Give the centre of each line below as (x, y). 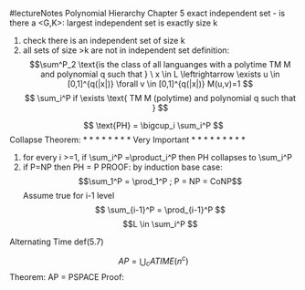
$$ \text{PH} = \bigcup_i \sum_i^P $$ (153, 125)
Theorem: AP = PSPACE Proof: (67, 277)
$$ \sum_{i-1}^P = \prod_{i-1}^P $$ (160, 210)
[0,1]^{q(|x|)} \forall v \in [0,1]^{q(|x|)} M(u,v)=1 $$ (160, 84)
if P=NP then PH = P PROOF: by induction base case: (122, 167)
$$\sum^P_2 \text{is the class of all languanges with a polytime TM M (160, 64)
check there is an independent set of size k (104, 41)
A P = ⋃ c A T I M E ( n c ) (153, 261)
